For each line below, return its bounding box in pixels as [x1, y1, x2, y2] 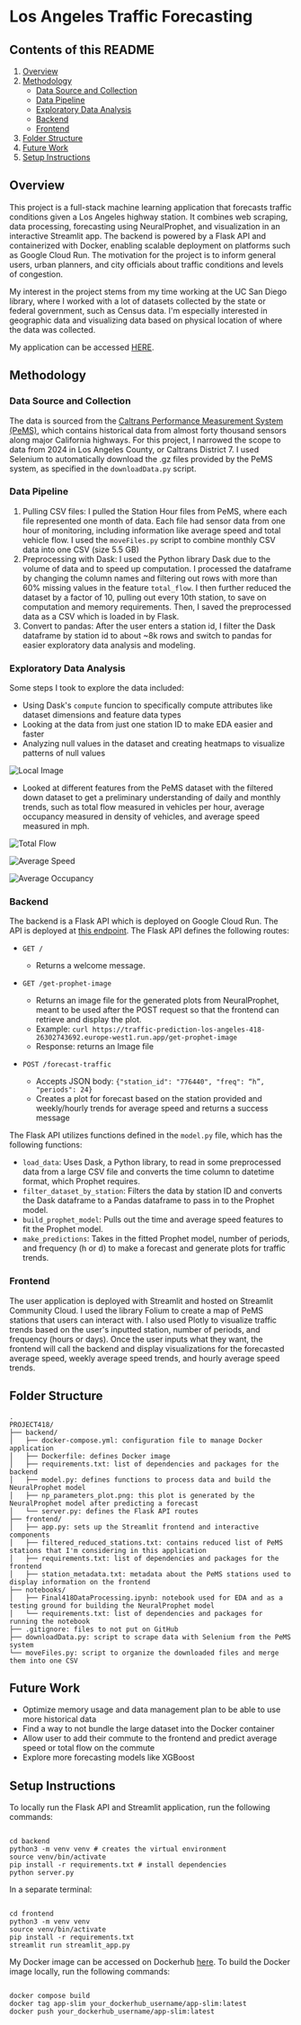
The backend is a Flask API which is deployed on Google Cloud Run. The [9, 915, 279, 927]
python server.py [9, 1869, 75, 1878]
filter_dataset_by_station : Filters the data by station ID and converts [22, 1185, 283, 1197]
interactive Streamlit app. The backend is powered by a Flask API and [9, 230, 267, 241]
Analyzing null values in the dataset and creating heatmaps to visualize [22, 738, 286, 749]
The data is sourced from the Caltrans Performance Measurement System [9, 415, 284, 426]
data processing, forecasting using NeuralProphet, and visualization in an [9, 220, 280, 231]
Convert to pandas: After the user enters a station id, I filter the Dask [22, 620, 276, 631]
